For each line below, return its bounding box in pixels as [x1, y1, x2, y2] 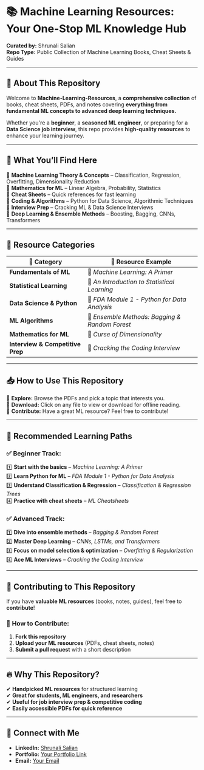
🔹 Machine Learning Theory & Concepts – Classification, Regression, [6, 171, 181, 179]
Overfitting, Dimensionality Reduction [6, 177, 100, 185]
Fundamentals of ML [9, 268, 70, 276]
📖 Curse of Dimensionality [87, 330, 162, 339]
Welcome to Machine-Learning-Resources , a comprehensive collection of [6, 94, 197, 101]
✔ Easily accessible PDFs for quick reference [6, 705, 123, 712]
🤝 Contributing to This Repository [6, 581, 135, 592]
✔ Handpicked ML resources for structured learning [6, 686, 138, 693]
